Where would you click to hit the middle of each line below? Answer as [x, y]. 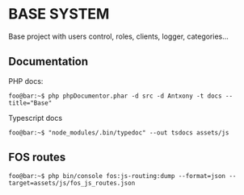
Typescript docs [36, 118]
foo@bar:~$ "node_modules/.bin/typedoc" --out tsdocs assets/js [119, 133]
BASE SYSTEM [59, 14]
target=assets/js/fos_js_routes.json [72, 183]
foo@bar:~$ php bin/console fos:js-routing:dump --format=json [117, 176]
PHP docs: [26, 81]
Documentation [48, 62]
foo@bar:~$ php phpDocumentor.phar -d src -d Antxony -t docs [115, 96]
